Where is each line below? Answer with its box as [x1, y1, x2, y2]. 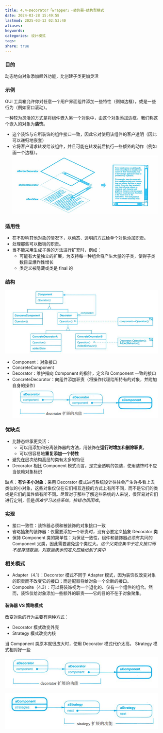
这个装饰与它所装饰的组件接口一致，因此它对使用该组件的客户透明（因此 [12, 131, 157, 137]
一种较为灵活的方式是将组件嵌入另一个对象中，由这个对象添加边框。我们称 [5, 115, 154, 121]
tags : [5, 39, 16, 44]
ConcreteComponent [12, 365, 54, 370]
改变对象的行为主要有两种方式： [5, 614, 69, 620]
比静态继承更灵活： [12, 438, 51, 444]
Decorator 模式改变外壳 [12, 625, 59, 630]
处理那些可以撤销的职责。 [12, 241, 64, 247]
